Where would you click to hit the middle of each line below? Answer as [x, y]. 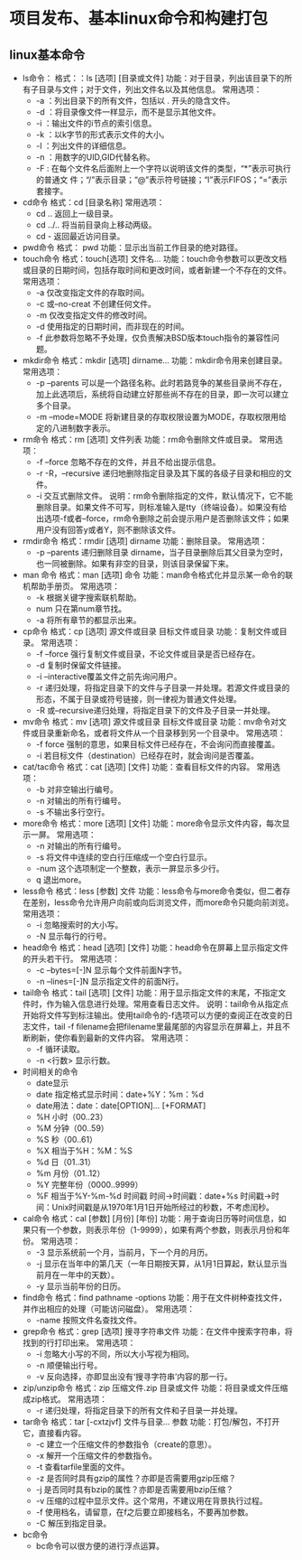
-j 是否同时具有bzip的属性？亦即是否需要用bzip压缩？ [135, 1490]
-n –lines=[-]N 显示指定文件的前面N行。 [110, 981]
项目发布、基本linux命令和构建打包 [139, 19]
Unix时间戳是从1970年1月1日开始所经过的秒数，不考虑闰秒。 [163, 1207]
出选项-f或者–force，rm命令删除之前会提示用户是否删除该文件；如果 [163, 518]
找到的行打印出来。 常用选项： [79, 1343]
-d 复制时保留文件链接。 [81, 665]
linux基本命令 [47, 55]
